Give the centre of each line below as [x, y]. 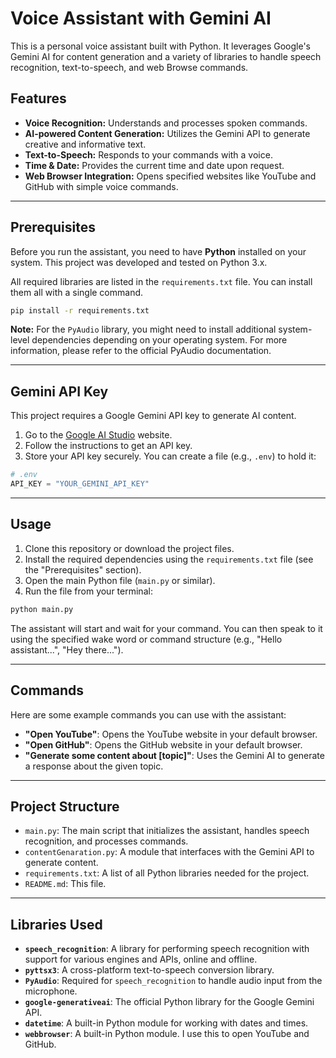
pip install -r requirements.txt [80, 310]
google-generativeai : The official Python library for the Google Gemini [169, 1002]
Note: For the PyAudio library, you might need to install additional [143, 329]
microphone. [51, 991]
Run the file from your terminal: [88, 591]
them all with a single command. [77, 292]
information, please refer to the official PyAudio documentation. [141, 351]
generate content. [61, 863]
